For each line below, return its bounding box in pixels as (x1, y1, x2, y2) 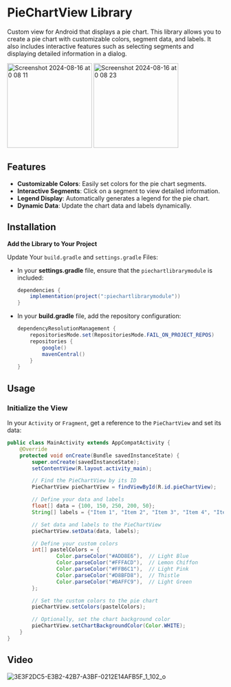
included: (16, 273, 44, 282)
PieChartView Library (7, 5, 133, 21)
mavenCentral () (42, 350, 86, 358)
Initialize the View (7, 403, 68, 413)
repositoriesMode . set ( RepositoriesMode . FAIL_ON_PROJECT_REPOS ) (30, 332, 215, 339)
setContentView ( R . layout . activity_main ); (32, 465, 153, 472)
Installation (7, 221, 56, 233)
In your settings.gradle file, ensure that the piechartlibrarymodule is (16, 266, 213, 274)
